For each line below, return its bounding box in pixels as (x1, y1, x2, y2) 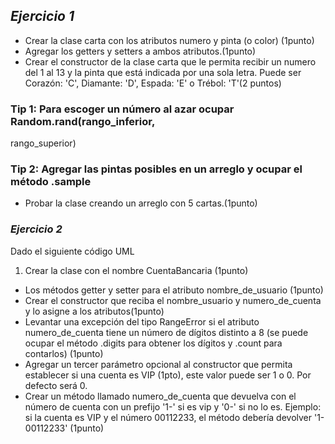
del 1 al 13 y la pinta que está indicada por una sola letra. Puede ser (24, 66, 302, 78)
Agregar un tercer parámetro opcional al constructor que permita (24, 358, 293, 370)
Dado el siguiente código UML (10, 245, 135, 257)
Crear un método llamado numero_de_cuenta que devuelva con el (24, 390, 297, 402)
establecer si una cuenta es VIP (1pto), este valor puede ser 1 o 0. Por (24, 369, 312, 381)
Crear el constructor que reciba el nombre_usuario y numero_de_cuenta (24, 294, 322, 306)
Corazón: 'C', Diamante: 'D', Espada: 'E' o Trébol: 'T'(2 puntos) (24, 77, 282, 89)
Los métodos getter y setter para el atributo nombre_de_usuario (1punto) (24, 284, 324, 296)
